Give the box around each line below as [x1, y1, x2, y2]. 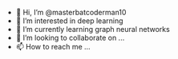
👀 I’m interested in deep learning [15, 16, 123, 26]
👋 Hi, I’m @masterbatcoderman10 [15, 8, 127, 17]
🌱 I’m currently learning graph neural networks [15, 25, 170, 33]
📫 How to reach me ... [15, 42, 91, 51]
